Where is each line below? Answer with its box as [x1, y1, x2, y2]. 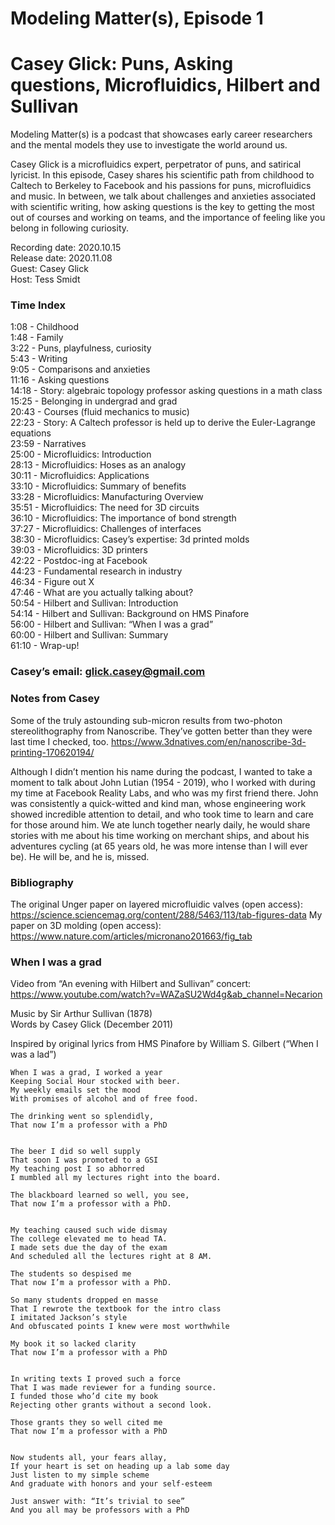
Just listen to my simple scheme [10, 1470, 150, 1481]
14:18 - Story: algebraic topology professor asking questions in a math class [10, 385, 323, 397]
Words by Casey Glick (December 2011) [10, 1018, 174, 1031]
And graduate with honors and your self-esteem [10, 1479, 213, 1489]
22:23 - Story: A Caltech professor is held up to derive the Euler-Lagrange [10, 417, 316, 429]
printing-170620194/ [10, 746, 95, 758]
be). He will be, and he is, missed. [10, 850, 150, 862]
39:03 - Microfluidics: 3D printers [10, 544, 148, 556]
